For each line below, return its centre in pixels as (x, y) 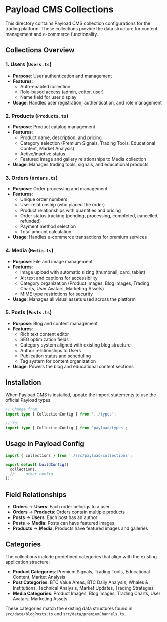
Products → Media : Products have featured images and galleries (80, 528)
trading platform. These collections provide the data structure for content (81, 28)
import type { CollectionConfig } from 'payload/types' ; (67, 428)
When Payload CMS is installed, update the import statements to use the (81, 395)
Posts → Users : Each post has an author (55, 517)
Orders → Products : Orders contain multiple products (69, 512)
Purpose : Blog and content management (55, 323)
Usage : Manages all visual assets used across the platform (74, 299)
